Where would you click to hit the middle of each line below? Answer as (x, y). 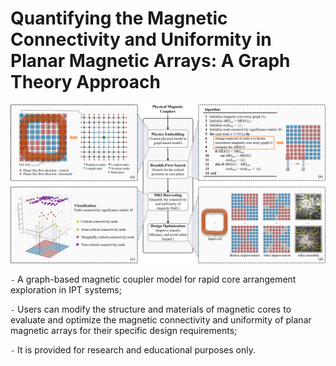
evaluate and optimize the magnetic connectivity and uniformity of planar (161, 319)
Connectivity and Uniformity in (141, 39)
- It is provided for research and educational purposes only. (133, 349)
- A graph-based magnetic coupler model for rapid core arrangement (153, 279)
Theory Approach (85, 82)
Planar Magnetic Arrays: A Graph (150, 61)
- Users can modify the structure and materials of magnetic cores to (151, 309)
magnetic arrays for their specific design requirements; (124, 330)
